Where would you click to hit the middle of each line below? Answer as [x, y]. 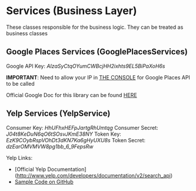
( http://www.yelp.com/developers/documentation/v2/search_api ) [94, 175]
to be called [20, 83]
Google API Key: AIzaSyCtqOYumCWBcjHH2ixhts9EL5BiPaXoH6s [86, 66]
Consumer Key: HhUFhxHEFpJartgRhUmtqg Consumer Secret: [82, 128]
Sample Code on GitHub [44, 182]
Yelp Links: [19, 158]
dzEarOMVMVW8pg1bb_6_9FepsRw [50, 146]
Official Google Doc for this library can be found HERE [72, 95]
